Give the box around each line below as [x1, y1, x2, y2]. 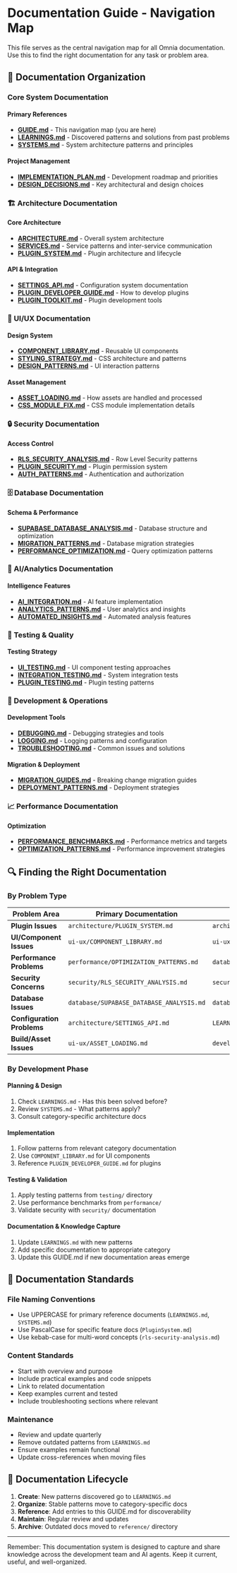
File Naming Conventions [7, 1295, 96, 1304]
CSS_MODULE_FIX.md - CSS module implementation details [17, 401, 195, 410]
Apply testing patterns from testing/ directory [17, 1191, 153, 1199]
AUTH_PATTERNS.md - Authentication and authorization [17, 470, 185, 478]
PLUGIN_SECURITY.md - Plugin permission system [17, 463, 168, 471]
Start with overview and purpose [17, 1367, 113, 1375]
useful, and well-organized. [7, 1557, 87, 1566]
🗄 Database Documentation [7, 488, 104, 498]
